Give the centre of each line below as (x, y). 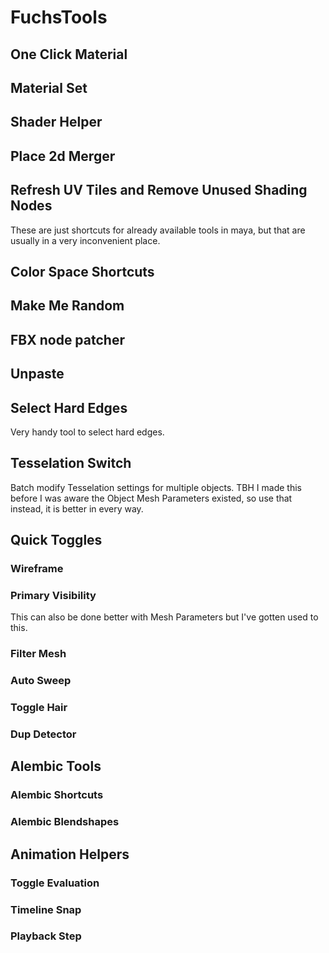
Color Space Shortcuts (82, 271)
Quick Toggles (56, 540)
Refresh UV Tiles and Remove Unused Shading (159, 190)
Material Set (49, 87)
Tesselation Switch (71, 463)
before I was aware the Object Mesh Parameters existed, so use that (151, 498)
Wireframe (37, 569)
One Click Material (69, 54)
